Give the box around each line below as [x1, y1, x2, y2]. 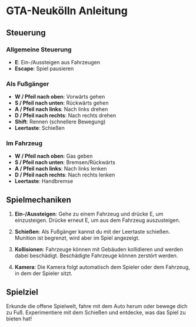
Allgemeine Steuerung [6, 45, 72, 54]
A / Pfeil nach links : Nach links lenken [14, 165, 107, 172]
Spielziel [6, 287, 38, 297]
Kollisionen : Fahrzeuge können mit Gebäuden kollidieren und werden [14, 246, 184, 253]
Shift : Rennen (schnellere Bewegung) [14, 118, 106, 125]
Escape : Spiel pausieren [14, 65, 74, 72]
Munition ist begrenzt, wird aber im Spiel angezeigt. [14, 234, 140, 241]
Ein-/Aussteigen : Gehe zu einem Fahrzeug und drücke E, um [14, 211, 164, 218]
